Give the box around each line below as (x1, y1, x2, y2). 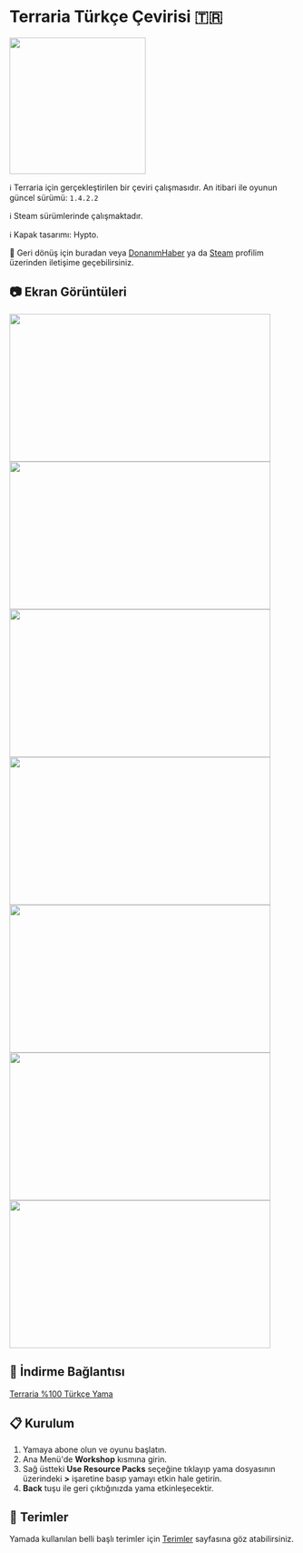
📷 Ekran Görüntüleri (9, 285, 127, 300)
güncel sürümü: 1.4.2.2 (9, 192, 99, 203)
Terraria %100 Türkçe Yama (9, 1388, 113, 1399)
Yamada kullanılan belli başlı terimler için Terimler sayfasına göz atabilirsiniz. (9, 1534, 295, 1545)
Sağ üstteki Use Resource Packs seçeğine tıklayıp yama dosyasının (22, 1464, 276, 1475)
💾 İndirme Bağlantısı (9, 1364, 125, 1379)
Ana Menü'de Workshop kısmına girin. (22, 1454, 168, 1465)
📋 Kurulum (9, 1416, 75, 1431)
